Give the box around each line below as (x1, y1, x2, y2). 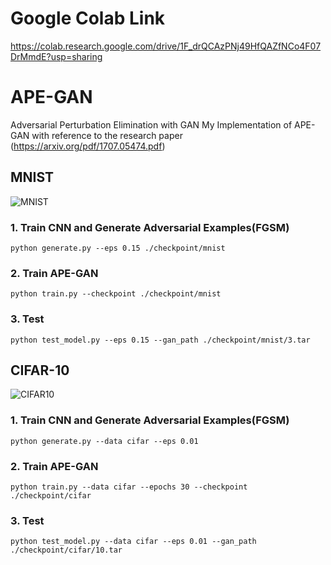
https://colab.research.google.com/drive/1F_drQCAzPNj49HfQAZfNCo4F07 (10, 40, 322, 52)
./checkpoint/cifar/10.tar (10, 545, 123, 556)
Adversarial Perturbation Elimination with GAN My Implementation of (10, 118, 293, 131)
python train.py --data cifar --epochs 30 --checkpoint (10, 482, 248, 492)
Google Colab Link (10, 7, 166, 30)
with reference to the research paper (31, 129, 183, 141)
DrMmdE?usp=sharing (10, 50, 103, 62)
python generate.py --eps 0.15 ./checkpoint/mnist (10, 243, 226, 253)
